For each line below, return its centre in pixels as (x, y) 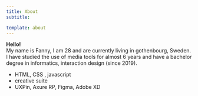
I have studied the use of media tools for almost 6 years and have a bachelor (99, 57)
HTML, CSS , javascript (43, 75)
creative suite (31, 81)
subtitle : (18, 17)
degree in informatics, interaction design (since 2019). (72, 63)
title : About (22, 11)
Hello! (14, 44)
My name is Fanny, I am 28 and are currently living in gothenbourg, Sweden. (99, 51)
